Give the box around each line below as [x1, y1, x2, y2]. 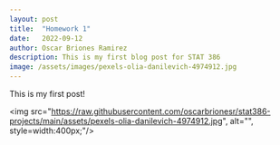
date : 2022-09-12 [9, 34, 83, 43]
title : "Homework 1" [9, 24, 92, 34]
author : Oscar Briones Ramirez [9, 43, 128, 53]
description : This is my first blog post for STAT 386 [9, 53, 221, 63]
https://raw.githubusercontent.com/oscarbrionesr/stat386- [51, 106, 271, 117]
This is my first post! [9, 89, 86, 99]
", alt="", [222, 116, 254, 126]
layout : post [9, 14, 59, 24]
